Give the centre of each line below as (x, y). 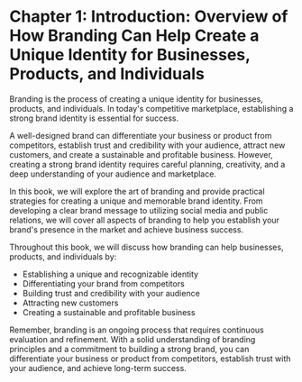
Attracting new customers (70, 303)
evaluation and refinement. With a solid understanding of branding (133, 339)
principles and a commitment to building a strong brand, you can (129, 349)
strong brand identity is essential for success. (94, 118)
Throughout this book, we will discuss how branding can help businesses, (146, 247)
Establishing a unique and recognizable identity (110, 274)
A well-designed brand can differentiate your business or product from (141, 135)
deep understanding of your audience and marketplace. (113, 174)
